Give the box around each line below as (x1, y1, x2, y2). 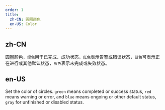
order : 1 (5, 7, 24, 13)
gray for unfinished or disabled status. (5, 99, 84, 105)
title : (5, 12, 19, 17)
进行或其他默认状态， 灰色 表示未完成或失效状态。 (9, 60, 110, 66)
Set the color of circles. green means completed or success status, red (5, 88, 152, 94)
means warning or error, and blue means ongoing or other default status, (5, 93, 156, 99)
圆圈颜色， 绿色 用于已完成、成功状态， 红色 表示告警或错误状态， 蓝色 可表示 (5, 54, 156, 60)
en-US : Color (10, 21, 37, 27)
